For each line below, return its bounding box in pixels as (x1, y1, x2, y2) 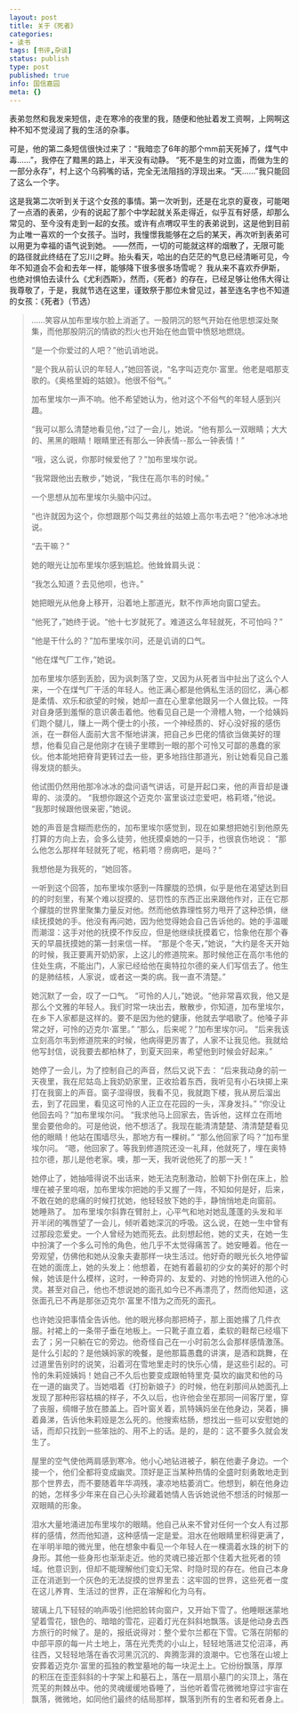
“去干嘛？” (30, 540, 70, 551)
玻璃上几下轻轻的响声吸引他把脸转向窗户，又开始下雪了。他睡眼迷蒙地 (30, 1604, 289, 1615)
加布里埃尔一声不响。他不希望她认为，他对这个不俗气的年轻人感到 (30, 394, 273, 404)
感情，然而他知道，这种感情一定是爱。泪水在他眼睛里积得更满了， (46, 1530, 289, 1540)
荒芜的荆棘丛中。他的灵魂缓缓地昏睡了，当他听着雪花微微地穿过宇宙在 (30, 1682, 289, 1693)
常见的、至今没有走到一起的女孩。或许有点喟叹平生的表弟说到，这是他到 (9, 217, 274, 228)
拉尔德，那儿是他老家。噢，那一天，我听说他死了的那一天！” (30, 1154, 254, 1165)
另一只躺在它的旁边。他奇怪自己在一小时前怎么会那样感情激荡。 (54, 1336, 289, 1347)
